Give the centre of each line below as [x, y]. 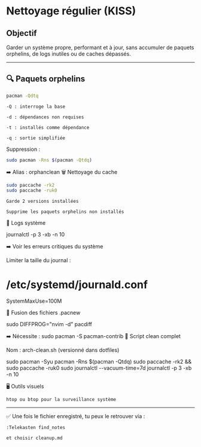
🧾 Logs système [26, 223]
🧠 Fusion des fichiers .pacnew [43, 313]
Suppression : [23, 149]
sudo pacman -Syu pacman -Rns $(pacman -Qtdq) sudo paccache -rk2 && [99, 362]
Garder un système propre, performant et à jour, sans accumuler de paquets [100, 47]
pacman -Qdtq [22, 96]
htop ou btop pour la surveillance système [61, 400]
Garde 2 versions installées [42, 202]
